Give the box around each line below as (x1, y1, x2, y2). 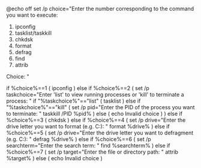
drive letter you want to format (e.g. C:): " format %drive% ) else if (6, 123, 170, 130)
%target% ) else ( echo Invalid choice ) (6, 155, 103, 161)
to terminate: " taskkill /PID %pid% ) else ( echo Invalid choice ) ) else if (6, 110, 183, 117)
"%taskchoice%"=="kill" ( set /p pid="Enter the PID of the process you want (6, 104, 195, 110)
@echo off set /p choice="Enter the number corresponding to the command (6, 5, 194, 12)
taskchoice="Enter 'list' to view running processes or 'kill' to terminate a (6, 91, 184, 98)
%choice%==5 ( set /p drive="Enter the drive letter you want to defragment (6, 129, 194, 136)
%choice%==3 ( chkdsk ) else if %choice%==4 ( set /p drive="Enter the (6, 116, 186, 124)
